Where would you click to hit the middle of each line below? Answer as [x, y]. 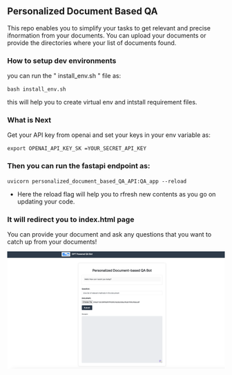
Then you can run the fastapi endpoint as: [79, 166]
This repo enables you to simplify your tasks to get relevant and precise [109, 28]
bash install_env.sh [37, 89]
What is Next [29, 120]
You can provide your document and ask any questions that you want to [109, 234]
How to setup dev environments [62, 60]
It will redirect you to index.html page [71, 219]
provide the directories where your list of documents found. [92, 43]
